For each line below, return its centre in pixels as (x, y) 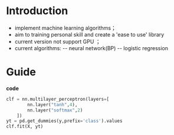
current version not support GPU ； (58, 41)
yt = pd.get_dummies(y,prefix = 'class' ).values (64, 121)
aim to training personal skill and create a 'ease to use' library (89, 34)
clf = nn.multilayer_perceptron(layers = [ (58, 99)
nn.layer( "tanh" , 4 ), (52, 104)
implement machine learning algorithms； (65, 28)
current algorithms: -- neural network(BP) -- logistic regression (91, 48)
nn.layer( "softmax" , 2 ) (55, 110)
